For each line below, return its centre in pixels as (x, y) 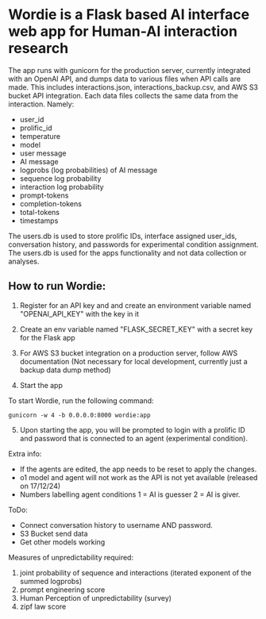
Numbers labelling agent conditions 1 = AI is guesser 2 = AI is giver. (130, 494)
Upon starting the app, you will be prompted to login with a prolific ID (133, 429)
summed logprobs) (51, 581)
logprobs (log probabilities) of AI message (89, 170)
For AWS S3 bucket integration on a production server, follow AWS (129, 353)
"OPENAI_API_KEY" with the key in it (79, 313)
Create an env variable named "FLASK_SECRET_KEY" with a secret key (136, 329)
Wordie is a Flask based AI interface (129, 15)
